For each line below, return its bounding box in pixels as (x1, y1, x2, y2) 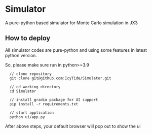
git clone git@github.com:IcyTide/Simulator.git (9, 75, 112, 81)
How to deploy (5, 34, 51, 42)
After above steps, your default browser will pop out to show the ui (5, 123, 141, 129)
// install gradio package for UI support (9, 97, 98, 102)
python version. (5, 52, 37, 58)
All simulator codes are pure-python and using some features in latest (5, 47, 147, 53)
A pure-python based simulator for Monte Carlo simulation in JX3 (5, 20, 138, 26)
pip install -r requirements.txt (9, 101, 78, 106)
